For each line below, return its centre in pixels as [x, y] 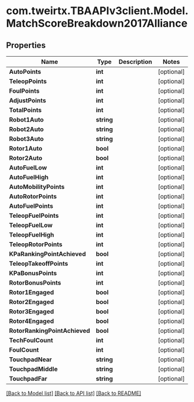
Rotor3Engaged [32, 311]
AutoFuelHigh [29, 177]
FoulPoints [24, 91]
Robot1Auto [27, 120]
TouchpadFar [28, 379]
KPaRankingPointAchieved [47, 254]
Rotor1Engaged [32, 292]
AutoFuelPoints [31, 206]
